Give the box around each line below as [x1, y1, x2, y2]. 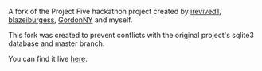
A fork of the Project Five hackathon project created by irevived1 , [8, 7, 221, 16]
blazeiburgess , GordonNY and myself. [8, 15, 133, 24]
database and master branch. [8, 39, 105, 48]
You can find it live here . [8, 54, 88, 63]
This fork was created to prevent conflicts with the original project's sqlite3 [8, 31, 255, 39]
